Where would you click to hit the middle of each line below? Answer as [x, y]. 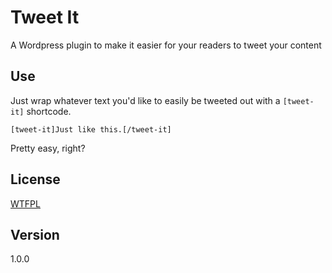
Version [35, 234]
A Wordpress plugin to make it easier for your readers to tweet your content [166, 45]
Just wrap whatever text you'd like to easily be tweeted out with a [145, 100]
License [35, 179]
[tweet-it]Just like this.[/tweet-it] [91, 129]
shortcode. [49, 111]
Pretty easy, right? [48, 148]
